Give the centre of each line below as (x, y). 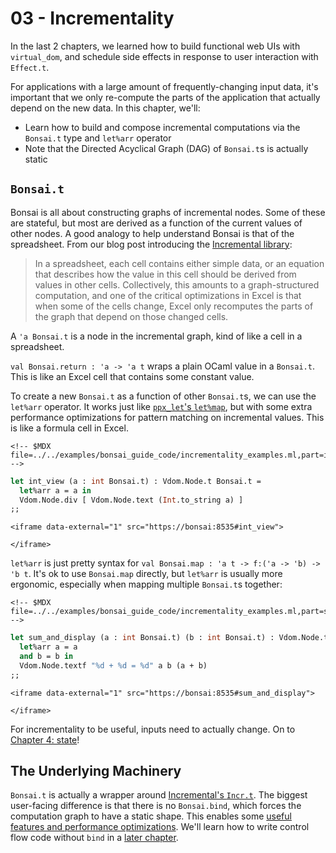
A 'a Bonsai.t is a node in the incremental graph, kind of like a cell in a (156, 336)
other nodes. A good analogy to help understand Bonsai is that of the (152, 233)
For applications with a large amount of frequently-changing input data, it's (164, 86)
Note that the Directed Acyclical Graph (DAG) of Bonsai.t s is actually (166, 148)
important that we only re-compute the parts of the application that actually (165, 97)
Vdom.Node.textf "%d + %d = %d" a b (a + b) (113, 665)
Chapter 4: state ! (45, 739)
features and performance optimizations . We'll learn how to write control (160, 827)
